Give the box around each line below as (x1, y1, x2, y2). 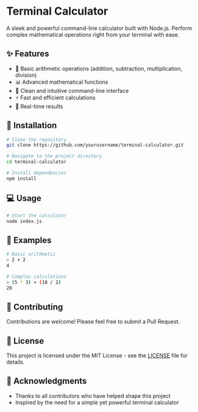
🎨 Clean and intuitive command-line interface (15, 87, 129, 94)
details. (6, 358, 25, 366)
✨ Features (6, 49, 49, 59)
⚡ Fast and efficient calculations (15, 93, 96, 101)
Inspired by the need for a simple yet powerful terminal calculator (15, 399, 180, 406)
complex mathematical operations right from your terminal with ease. (6, 31, 180, 38)
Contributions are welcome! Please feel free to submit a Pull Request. (6, 318, 180, 325)
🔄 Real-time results (15, 103, 63, 110)
